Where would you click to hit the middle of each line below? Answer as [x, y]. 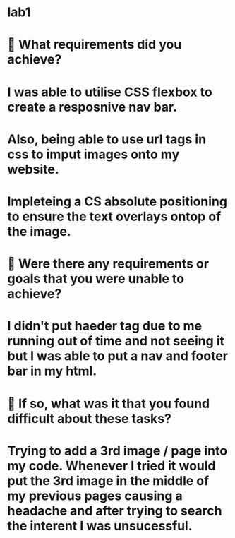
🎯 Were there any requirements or [108, 264]
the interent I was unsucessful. [100, 526]
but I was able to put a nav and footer [117, 356]
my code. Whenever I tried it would [112, 466]
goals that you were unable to [96, 279]
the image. [40, 231]
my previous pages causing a [95, 496]
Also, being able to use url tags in [107, 139]
